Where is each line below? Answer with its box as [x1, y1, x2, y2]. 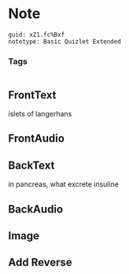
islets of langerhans [8, 109, 72, 119]
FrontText [8, 88, 57, 102]
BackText [8, 158, 55, 172]
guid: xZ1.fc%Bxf [8, 31, 65, 39]
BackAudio [8, 202, 64, 216]
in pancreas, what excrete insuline [8, 180, 120, 189]
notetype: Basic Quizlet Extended [8, 37, 122, 46]
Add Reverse [8, 256, 72, 269]
